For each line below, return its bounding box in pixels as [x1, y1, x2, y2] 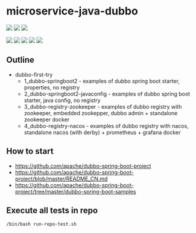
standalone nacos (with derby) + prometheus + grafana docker [24, 129, 181, 136]
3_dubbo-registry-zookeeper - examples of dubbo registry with [24, 103, 182, 110]
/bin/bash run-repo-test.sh [6, 222, 77, 228]
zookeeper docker [24, 116, 70, 123]
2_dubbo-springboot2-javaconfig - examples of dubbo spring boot [24, 90, 191, 97]
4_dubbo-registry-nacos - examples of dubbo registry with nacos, [24, 122, 189, 129]
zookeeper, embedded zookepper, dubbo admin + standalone [24, 109, 178, 116]
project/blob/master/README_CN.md [14, 175, 108, 182]
